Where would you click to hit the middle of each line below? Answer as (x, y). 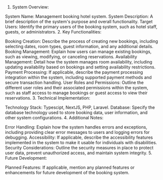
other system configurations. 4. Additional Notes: (54, 118)
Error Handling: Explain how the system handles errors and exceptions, (76, 127)
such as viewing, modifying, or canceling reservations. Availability (71, 57)
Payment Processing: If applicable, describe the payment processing (74, 72)
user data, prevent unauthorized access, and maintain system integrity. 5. (79, 153)
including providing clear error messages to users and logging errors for (77, 132)
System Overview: (30, 7)
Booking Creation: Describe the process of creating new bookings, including (81, 41)
